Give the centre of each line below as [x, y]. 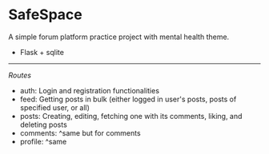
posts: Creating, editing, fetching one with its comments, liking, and [131, 116]
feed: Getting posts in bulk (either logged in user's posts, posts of [128, 99]
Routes [20, 75]
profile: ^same [43, 141]
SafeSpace [45, 15]
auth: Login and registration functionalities [90, 90]
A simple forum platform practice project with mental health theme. [119, 37]
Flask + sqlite [42, 52]
